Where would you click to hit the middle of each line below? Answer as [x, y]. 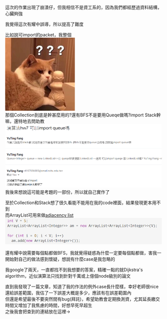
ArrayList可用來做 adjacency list [41, 215]
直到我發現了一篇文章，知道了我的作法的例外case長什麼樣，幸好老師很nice [82, 287]
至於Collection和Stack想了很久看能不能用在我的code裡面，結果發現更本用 [81, 203]
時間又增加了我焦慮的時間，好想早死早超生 [49, 306]
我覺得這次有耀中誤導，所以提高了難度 [44, 24]
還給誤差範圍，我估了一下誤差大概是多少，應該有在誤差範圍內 [68, 293]
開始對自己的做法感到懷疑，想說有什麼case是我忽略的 [60, 259]
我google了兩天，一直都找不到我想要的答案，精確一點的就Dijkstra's [74, 270]
